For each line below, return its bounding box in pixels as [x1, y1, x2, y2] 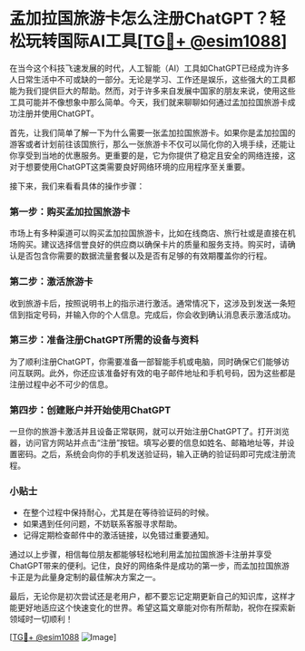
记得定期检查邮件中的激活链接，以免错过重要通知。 [22, 530, 214, 540]
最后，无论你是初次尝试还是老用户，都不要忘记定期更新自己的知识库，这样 [9, 591, 288, 602]
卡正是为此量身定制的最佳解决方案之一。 [9, 572, 161, 583]
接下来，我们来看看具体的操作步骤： [9, 180, 145, 191]
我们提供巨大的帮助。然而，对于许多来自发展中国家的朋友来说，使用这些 [25, 85, 296, 96]
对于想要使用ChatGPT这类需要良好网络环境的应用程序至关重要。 [9, 160, 251, 172]
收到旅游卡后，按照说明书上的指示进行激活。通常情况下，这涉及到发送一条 [9, 297, 288, 308]
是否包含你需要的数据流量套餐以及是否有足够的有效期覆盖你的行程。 [16, 250, 272, 261]
